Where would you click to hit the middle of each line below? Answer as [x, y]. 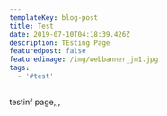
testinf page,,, [35, 102]
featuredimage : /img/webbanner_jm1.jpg [84, 59]
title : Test [31, 26]
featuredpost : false [48, 51]
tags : [19, 68]
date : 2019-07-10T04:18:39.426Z [70, 34]
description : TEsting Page [60, 43]
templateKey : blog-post [54, 18]
